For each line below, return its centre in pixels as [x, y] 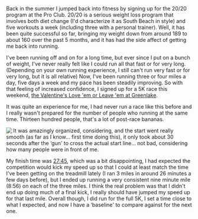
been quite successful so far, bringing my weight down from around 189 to [97, 34]
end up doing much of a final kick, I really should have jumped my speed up [98, 192]
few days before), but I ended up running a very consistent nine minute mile [98, 180]
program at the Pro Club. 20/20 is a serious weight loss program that [90, 15]
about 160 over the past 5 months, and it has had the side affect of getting [96, 40]
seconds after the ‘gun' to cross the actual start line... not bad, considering [97, 143]
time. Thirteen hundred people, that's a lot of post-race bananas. [85, 119]
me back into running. [33, 46]
